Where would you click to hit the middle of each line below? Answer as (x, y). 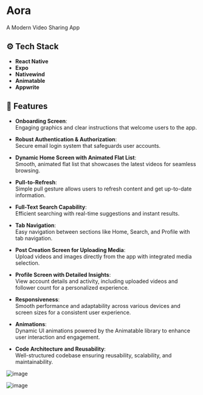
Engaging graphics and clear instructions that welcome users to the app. (106, 127)
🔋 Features (27, 106)
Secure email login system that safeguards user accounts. (88, 145)
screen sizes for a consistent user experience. (73, 312)
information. (30, 195)
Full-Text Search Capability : (51, 207)
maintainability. (34, 362)
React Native (32, 61)
